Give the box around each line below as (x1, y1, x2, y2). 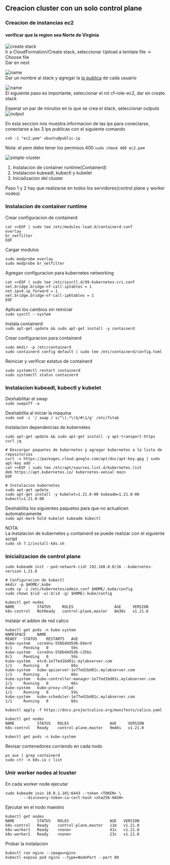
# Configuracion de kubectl (5, 578, 65, 583)
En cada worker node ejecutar (5, 781, 69, 787)
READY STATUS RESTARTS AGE (5, 636, 79, 642)
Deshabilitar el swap (5, 396, 48, 402)
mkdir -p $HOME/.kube (5, 582, 51, 588)
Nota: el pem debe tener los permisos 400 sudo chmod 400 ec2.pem (5, 144, 145, 150)
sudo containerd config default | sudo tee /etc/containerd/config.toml (5, 349, 162, 354)
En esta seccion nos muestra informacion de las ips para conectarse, (5, 120, 150, 127)
